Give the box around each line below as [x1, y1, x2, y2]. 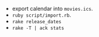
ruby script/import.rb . [12, 11, 72, 18]
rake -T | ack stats [12, 25, 64, 31]
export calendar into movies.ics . [12, 5, 93, 12]
